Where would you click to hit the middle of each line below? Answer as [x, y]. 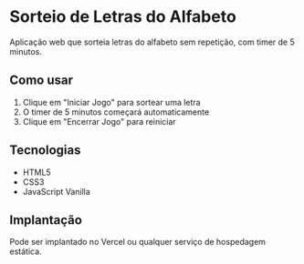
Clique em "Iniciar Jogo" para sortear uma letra [111, 102]
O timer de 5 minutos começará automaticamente [116, 112]
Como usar [42, 81]
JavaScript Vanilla [57, 191]
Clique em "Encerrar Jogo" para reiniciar [99, 121]
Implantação [46, 220]
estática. [26, 251]
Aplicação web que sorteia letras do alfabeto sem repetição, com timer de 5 [152, 42]
